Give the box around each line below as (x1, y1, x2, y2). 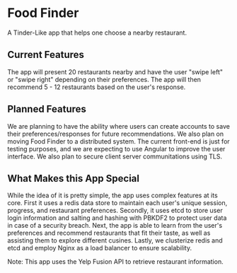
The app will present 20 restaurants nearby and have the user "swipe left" (7, 67, 223, 76)
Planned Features (7, 103, 87, 115)
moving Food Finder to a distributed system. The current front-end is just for (7, 136, 230, 146)
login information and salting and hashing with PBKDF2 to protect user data (7, 214, 227, 222)
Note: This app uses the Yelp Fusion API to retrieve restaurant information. (7, 257, 224, 266)
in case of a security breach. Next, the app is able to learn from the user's (7, 221, 223, 230)
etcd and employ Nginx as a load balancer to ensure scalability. (7, 244, 192, 252)
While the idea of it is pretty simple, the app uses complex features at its (7, 191, 218, 199)
